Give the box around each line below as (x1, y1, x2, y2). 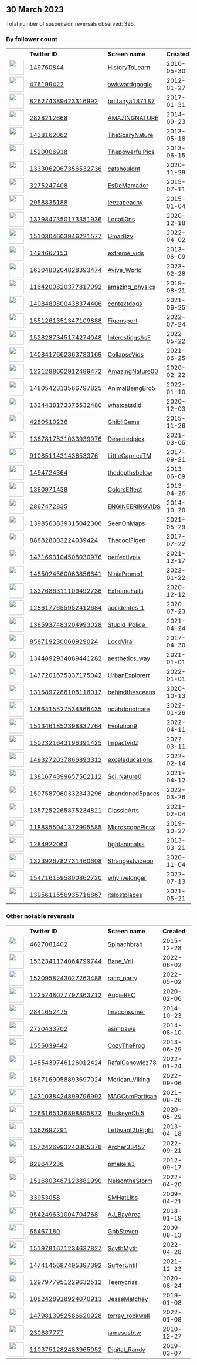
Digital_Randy (107, 1346, 145, 1354)
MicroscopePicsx (107, 823, 155, 832)
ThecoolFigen (107, 536, 146, 544)
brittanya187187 (107, 97, 155, 105)
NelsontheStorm (107, 1177, 153, 1185)
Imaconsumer (107, 1008, 145, 1016)
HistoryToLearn (107, 63, 151, 72)
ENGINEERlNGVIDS (107, 502, 161, 510)
